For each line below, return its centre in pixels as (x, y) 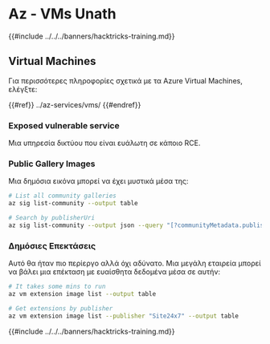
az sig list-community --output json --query (86, 225)
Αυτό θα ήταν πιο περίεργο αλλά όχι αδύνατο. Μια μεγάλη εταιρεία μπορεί (135, 263)
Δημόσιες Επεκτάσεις (52, 245)
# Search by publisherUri (51, 218)
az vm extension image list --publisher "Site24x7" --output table (124, 316)
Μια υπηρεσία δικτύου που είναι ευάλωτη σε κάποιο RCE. (104, 143)
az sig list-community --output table (73, 204)
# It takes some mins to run (57, 287)
